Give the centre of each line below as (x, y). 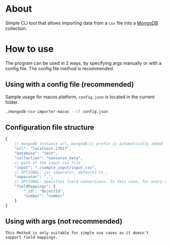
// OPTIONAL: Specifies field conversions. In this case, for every (89, 182)
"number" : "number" (44, 196)
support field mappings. (32, 237)
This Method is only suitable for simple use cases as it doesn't (77, 233)
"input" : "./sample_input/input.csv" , (55, 168)
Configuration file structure (50, 127)
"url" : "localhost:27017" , (43, 149)
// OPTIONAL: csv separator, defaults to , (61, 172)
